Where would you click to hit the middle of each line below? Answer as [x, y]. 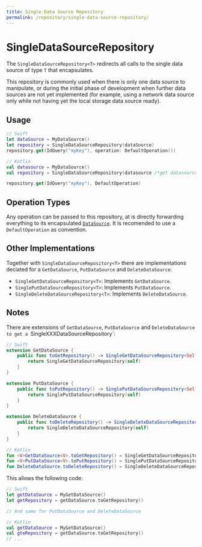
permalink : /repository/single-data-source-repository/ [78, 17]
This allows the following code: [44, 478]
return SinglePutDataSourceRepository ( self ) [84, 395]
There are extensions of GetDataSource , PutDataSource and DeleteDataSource [101, 327]
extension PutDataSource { [40, 383]
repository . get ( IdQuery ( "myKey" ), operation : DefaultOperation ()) [91, 150]
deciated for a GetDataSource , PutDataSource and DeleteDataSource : [89, 269]
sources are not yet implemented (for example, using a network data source [100, 94]
